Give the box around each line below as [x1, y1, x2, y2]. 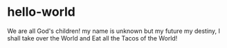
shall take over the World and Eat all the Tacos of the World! [7, 34, 178, 42]
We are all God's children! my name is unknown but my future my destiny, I [7, 27, 220, 35]
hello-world [7, 4, 76, 20]
